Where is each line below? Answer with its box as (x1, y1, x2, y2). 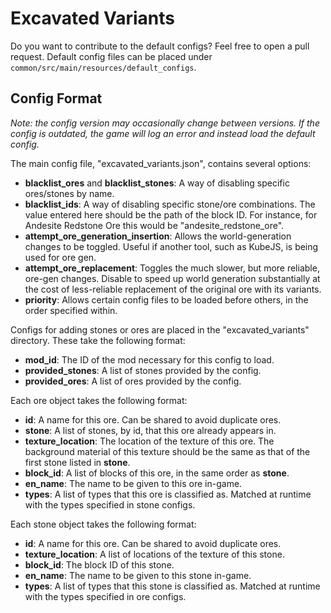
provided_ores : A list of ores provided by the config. (24, 375, 242, 387)
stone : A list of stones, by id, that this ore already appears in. (24, 424, 277, 436)
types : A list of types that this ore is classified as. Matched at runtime (24, 488, 312, 500)
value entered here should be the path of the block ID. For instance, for (24, 208, 318, 221)
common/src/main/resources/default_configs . (10, 61, 197, 73)
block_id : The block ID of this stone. (24, 558, 175, 571)
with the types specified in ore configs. (24, 590, 187, 602)
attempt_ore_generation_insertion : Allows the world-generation (24, 230, 292, 242)
